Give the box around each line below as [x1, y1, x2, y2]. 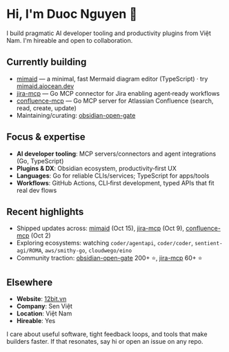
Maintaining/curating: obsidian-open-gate [16, 111, 136, 119]
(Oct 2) [30, 231, 51, 240]
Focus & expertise [6, 131, 86, 143]
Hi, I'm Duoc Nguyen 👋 [6, 6, 138, 22]
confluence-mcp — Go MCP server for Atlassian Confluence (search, [16, 96, 214, 105]
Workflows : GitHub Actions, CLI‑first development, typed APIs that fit [16, 178, 215, 187]
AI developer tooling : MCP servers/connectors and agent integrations [16, 149, 217, 158]
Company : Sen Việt [16, 302, 73, 311]
